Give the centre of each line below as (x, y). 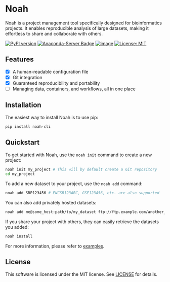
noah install (19, 236)
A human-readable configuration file (50, 72)
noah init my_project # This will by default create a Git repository (81, 169)
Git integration (27, 77)
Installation (23, 105)
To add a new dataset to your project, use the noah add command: (74, 184)
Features (19, 60)
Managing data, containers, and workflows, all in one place (74, 89)
